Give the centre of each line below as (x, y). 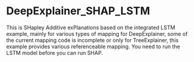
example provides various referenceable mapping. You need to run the (93, 46)
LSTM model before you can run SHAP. (54, 52)
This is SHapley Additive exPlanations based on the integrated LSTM (91, 27)
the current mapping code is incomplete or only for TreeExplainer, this (93, 40)
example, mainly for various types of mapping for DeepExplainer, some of (97, 33)
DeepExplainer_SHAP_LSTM (78, 11)
